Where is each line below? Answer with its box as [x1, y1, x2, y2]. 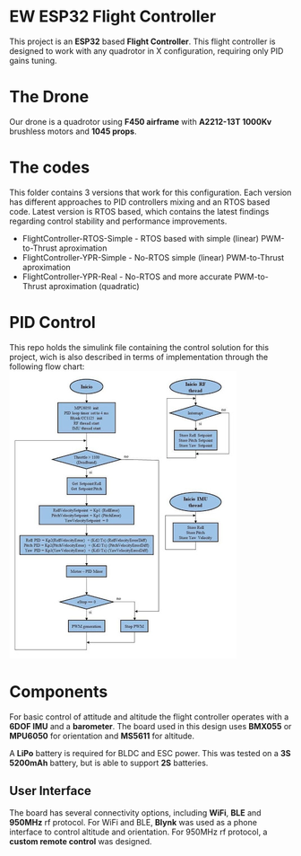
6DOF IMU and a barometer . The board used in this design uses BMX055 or [9, 720, 292, 731]
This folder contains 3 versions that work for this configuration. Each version [9, 187, 292, 198]
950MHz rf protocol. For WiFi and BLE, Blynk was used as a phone [9, 816, 258, 827]
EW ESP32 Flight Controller [9, 6, 217, 27]
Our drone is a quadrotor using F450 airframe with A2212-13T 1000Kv [9, 116, 272, 127]
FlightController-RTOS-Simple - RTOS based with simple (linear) [21, 233, 260, 243]
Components [9, 681, 108, 702]
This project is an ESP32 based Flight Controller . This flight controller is [9, 36, 276, 47]
